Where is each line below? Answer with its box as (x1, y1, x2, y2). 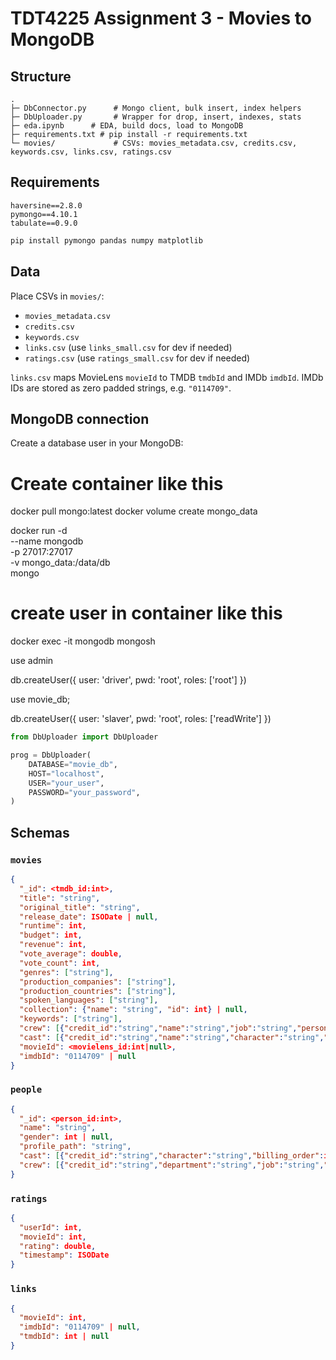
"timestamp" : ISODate (19, 1250, 110, 1261)
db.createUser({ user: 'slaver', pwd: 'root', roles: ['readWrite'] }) (10, 713, 272, 725)
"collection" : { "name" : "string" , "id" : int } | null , (19, 1005, 248, 1015)
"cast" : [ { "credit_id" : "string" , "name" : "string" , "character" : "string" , (19, 1032, 325, 1042)
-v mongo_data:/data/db (10, 557, 111, 569)
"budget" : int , (19, 930, 83, 941)
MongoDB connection (10, 410, 150, 427)
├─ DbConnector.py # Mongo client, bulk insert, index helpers (10, 103, 302, 113)
